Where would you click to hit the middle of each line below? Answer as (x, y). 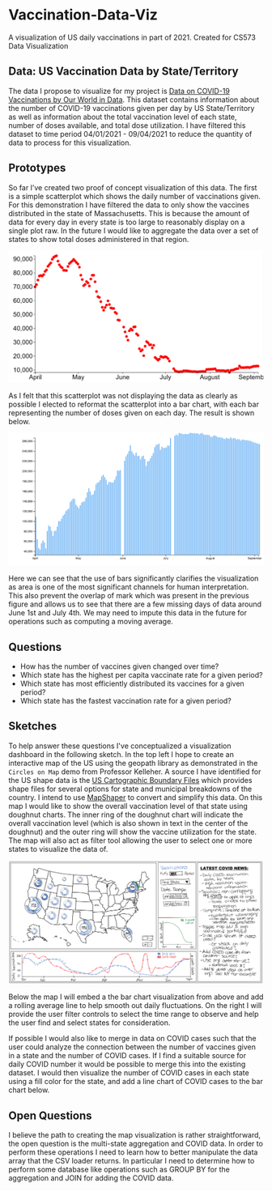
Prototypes (37, 168)
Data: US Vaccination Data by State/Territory (123, 72)
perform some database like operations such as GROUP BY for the (119, 1170)
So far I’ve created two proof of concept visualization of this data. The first (133, 187)
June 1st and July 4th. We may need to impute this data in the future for (128, 613)
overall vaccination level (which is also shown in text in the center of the (128, 823)
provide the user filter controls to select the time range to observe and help (134, 1014)
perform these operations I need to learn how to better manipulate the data (133, 1152)
